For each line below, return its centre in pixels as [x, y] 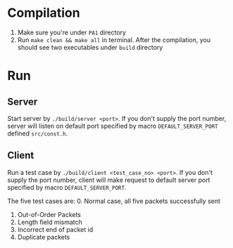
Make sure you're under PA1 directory [72, 32]
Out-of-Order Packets [49, 214]
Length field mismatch [50, 222]
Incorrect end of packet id [55, 229]
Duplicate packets [44, 237]
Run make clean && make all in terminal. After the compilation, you [114, 39]
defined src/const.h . [38, 133]
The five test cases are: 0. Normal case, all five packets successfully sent [114, 201]
